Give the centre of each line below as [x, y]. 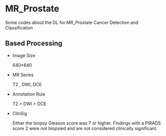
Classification [19, 27]
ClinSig [20, 113]
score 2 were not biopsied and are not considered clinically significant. [85, 128]
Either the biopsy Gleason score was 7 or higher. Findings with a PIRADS [86, 123]
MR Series [23, 75]
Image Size [24, 55]
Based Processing [34, 44]
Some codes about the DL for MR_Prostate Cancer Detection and [72, 22]
